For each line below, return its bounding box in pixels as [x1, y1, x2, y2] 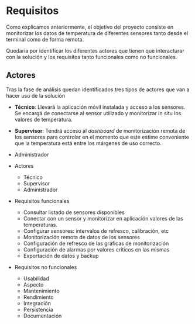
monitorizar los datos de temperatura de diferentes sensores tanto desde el [6, 29, 189, 36]
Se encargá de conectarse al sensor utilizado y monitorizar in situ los [14, 109, 182, 116]
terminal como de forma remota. [6, 36, 84, 43]
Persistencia [23, 306, 54, 313]
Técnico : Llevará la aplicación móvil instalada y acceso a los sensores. [14, 104, 186, 111]
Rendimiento [23, 294, 54, 301]
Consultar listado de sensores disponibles [23, 209, 125, 216]
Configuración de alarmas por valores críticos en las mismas [23, 246, 170, 253]
